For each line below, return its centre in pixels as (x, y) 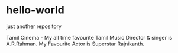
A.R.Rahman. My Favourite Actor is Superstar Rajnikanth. (75, 44)
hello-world (35, 10)
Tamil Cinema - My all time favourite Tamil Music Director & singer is (89, 37)
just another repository (34, 26)
